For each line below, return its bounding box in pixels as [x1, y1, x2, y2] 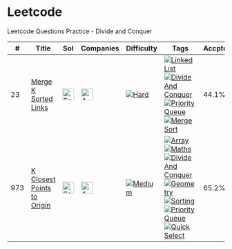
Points [30, 183, 52, 192]
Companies [80, 43, 119, 53]
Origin [30, 200, 51, 210]
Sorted [30, 94, 53, 104]
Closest [30, 174, 56, 184]
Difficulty [126, 43, 157, 53]
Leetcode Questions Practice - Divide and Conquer [7, 27, 153, 35]
